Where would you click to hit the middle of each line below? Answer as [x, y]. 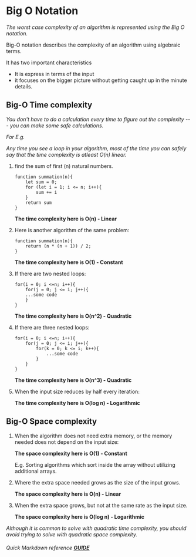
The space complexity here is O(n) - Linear [68, 494]
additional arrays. [36, 471]
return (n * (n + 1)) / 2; [58, 246]
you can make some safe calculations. [57, 126]
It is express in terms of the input [54, 74]
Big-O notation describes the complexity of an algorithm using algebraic [93, 45]
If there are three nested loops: [52, 327]
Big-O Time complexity [49, 105]
